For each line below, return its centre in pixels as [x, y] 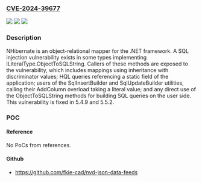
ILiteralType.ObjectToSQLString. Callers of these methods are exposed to [97, 64]
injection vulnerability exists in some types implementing [77, 57]
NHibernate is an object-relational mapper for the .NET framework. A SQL [97, 51]
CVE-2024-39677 [33, 8]
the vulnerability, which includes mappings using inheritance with [87, 70]
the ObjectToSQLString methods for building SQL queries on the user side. [99, 96]
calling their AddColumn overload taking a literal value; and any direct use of [101, 89]
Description [24, 38]
